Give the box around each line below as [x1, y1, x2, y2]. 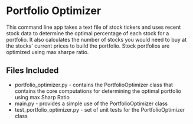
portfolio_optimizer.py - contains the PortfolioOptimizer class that [14, 81, 173, 88]
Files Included [6, 66, 59, 76]
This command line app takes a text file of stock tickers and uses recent [6, 24, 181, 31]
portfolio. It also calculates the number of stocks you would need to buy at [6, 36, 187, 43]
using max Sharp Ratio [14, 93, 70, 100]
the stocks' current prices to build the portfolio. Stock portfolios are [6, 42, 170, 49]
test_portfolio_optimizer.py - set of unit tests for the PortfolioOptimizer [14, 106, 185, 113]
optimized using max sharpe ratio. [6, 48, 89, 55]
